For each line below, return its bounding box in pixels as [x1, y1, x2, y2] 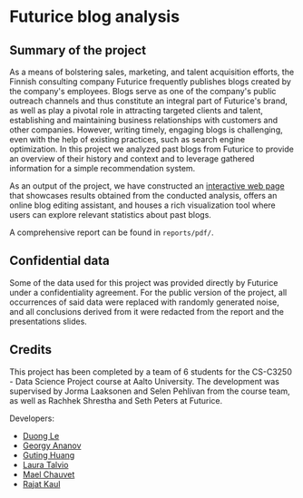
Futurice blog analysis [9, 6, 180, 27]
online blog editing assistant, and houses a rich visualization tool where [9, 200, 277, 210]
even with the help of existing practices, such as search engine [9, 134, 246, 144]
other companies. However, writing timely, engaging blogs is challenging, [9, 124, 283, 135]
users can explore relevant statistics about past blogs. [9, 210, 211, 220]
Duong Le [22, 430, 60, 441]
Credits [9, 342, 53, 357]
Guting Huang [22, 449, 75, 460]
